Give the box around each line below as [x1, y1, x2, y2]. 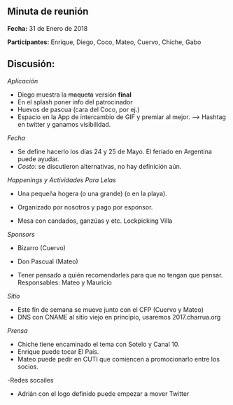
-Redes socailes [7, 376, 54, 384]
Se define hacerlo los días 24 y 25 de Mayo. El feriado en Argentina [17, 147, 212, 156]
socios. [17, 362, 38, 371]
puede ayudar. [17, 154, 59, 163]
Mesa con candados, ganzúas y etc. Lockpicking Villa [17, 217, 173, 225]
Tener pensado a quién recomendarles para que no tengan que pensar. [17, 270, 223, 279]
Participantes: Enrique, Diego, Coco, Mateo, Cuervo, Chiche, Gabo [7, 38, 202, 46]
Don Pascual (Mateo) [17, 257, 78, 266]
